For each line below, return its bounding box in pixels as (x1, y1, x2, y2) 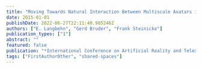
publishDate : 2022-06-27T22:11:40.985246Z (6, 20, 114, 26)
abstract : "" (6, 37, 39, 43)
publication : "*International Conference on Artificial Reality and (6, 48, 182, 54)
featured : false (6, 43, 47, 49)
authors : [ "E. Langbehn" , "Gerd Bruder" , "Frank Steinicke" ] (6, 25, 163, 32)
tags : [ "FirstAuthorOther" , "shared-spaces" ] (6, 53, 122, 59)
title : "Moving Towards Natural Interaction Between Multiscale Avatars (6, 8, 192, 15)
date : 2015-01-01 (6, 14, 50, 20)
